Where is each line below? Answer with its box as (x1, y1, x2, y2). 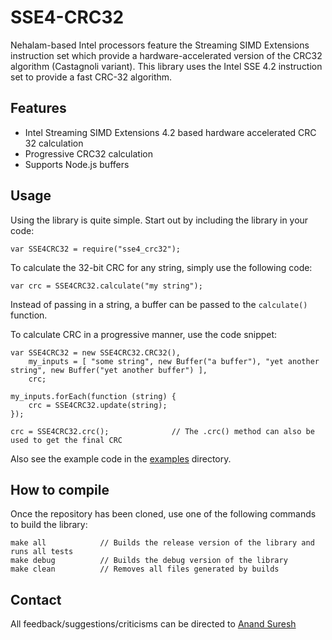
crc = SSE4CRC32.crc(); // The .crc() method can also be (10, 426, 315, 436)
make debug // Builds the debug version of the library (10, 556, 288, 566)
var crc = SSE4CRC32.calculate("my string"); (10, 281, 203, 291)
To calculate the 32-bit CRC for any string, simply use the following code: (10, 261, 313, 273)
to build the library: (10, 519, 88, 531)
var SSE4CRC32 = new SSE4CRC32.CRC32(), (10, 347, 182, 358)
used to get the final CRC (10, 435, 123, 445)
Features (10, 100, 67, 117)
